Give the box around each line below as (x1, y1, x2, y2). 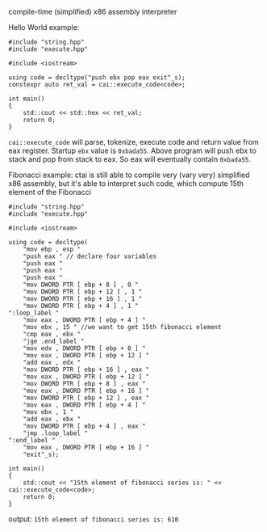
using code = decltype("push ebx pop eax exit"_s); (8, 74, 186, 82)
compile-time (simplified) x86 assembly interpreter (8, 7, 177, 16)
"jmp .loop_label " (23, 429, 89, 437)
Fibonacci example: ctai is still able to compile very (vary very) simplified (8, 170, 250, 179)
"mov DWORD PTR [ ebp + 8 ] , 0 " (23, 281, 139, 289)
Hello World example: (8, 23, 80, 32)
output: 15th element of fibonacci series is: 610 (8, 514, 179, 524)
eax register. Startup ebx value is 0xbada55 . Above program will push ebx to (8, 146, 257, 155)
